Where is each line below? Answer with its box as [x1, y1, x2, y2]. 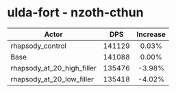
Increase [136, 29, 166, 39]
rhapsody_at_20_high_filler [10, 63, 97, 72]
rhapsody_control [10, 41, 67, 51]
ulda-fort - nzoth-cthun [7, 5, 144, 21]
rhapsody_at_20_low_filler [10, 74, 95, 83]
